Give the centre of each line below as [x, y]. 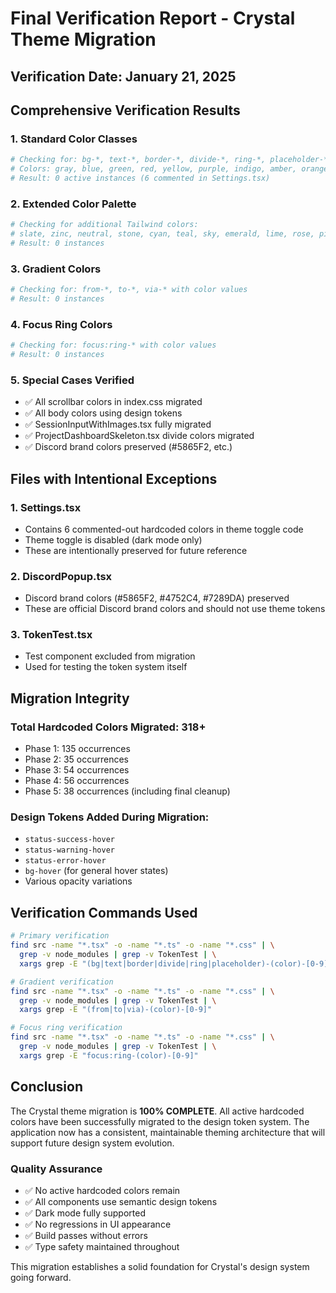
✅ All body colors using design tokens [103, 413]
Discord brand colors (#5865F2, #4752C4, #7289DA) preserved [157, 598]
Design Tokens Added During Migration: [110, 817]
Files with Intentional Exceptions [114, 478]
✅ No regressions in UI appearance [98, 1224]
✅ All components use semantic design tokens [121, 1201]
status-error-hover [65, 861]
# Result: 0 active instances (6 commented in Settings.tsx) [140, 178]
